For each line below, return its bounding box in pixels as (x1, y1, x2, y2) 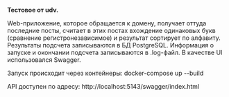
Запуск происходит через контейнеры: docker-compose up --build (7, 69, 204, 77)
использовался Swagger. (7, 56, 81, 64)
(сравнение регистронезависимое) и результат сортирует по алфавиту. (7, 34, 221, 42)
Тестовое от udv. (7, 6, 59, 14)
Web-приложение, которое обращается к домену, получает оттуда (7, 19, 207, 27)
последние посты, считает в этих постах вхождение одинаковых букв (7, 27, 217, 34)
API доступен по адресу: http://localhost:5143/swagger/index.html (7, 83, 200, 90)
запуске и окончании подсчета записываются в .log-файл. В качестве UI (7, 48, 223, 56)
